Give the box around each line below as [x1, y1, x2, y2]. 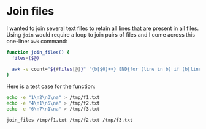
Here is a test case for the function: [6, 83, 96, 90]
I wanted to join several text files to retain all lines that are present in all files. [6, 24, 199, 32]
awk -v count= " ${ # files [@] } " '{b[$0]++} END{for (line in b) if [12, 66, 180, 72]
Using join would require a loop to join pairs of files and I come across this [6, 31, 195, 38]
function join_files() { [6, 49, 70, 56]
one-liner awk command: [6, 37, 67, 45]
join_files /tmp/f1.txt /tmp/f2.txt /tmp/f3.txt [6, 117, 133, 123]
